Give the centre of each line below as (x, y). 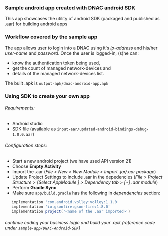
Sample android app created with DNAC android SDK (70, 8)
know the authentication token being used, (56, 63)
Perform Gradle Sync (34, 187)
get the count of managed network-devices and (62, 68)
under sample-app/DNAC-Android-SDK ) (43, 228)
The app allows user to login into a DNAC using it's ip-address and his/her (81, 48)
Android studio (28, 123)
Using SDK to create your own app (47, 96)
